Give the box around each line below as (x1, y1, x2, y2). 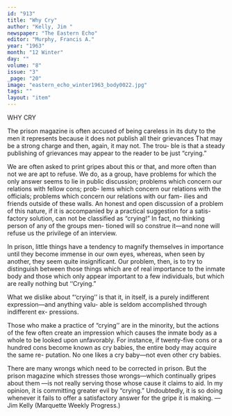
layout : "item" (7, 95, 51, 102)
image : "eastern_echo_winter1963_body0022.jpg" (7, 81, 148, 88)
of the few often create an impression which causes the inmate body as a (7, 328, 217, 337)
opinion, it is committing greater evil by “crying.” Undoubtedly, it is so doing (7, 387, 223, 394)
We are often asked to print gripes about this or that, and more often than (7, 163, 217, 170)
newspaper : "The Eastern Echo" (7, 29, 98, 37)
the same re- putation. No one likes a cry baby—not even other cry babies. (7, 351, 222, 359)
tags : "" (7, 88, 33, 95)
